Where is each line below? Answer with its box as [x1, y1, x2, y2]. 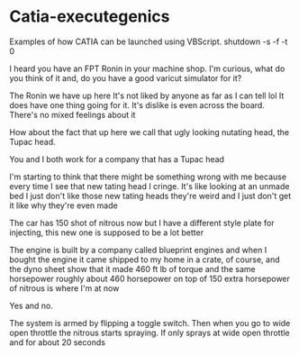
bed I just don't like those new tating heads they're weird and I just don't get [9, 190, 292, 201]
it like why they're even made [9, 200, 119, 211]
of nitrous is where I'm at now [9, 282, 120, 294]
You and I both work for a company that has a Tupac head [9, 153, 225, 164]
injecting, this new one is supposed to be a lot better [9, 227, 204, 238]
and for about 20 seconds [9, 336, 106, 348]
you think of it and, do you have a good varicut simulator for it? [9, 72, 242, 83]
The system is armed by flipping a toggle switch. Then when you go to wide [9, 317, 291, 328]
